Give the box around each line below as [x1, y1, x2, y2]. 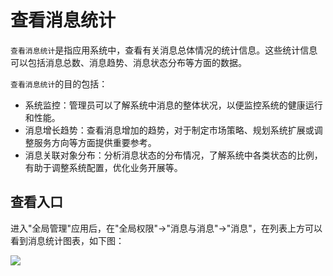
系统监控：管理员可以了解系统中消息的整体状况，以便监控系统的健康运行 [24, 99, 323, 111]
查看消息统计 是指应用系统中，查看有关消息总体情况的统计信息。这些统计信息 [10, 44, 318, 56]
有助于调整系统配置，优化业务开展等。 [24, 161, 183, 173]
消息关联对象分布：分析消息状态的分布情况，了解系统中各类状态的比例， [24, 149, 323, 161]
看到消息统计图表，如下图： [10, 234, 125, 246]
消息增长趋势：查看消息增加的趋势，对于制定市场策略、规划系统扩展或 [24, 124, 315, 136]
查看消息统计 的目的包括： [10, 77, 108, 90]
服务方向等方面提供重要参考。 [33, 136, 157, 148]
